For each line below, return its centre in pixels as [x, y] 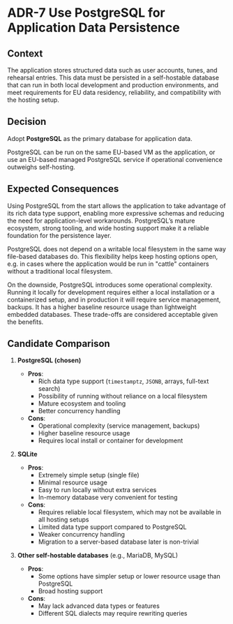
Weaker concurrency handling [82, 535]
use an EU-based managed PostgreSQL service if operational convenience [115, 159]
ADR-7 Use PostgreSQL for [86, 13]
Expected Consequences [63, 189]
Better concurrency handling [79, 411]
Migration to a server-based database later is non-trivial [118, 542]
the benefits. [25, 322]
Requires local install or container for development [111, 440]
